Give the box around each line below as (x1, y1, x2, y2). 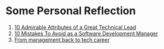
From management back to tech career (14, 36, 110, 43)
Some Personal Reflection (5, 4, 136, 18)
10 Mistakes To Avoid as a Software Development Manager (14, 30, 159, 37)
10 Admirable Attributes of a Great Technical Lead (14, 24, 136, 31)
